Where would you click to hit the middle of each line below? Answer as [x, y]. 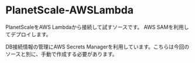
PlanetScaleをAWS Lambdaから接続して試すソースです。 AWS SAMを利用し [97, 27]
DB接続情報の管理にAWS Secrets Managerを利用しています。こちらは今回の [97, 47]
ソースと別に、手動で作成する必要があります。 [61, 54]
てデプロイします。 [28, 34]
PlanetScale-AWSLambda [70, 10]
